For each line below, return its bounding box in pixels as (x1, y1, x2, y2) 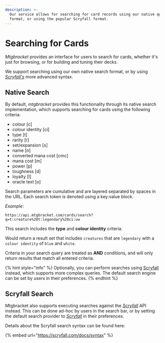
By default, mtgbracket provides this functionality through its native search (5, 102, 156, 107)
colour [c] (12, 121, 32, 127)
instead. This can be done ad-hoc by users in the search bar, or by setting (5, 308, 155, 313)
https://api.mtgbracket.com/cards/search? (5, 213, 93, 218)
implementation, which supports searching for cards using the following (5, 106, 151, 112)
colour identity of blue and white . (5, 240, 76, 246)
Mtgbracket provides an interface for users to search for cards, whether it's (5, 54, 158, 60)
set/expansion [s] (12, 142, 48, 148)
